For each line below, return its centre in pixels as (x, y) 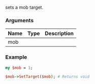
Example (16, 57)
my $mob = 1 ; (19, 68)
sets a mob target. (24, 7)
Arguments (20, 20)
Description (59, 33)
